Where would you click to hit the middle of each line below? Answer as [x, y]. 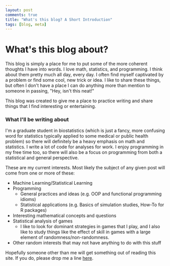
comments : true [21, 15]
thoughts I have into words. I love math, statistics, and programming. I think [84, 69]
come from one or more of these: [40, 173]
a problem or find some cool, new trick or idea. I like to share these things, [83, 80]
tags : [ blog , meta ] [26, 24]
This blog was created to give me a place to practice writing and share [79, 101]
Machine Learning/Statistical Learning [52, 183]
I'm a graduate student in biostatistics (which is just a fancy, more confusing [85, 130]
